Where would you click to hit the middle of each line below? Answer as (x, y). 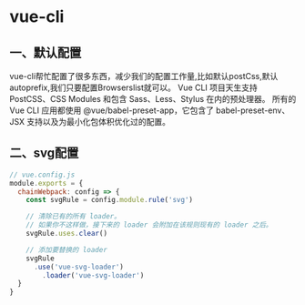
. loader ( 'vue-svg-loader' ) (93, 275)
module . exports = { (46, 183)
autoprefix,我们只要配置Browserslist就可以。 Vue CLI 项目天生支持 (133, 87)
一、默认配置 (46, 52)
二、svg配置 (44, 153)
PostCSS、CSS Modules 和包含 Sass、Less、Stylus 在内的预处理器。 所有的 (153, 99)
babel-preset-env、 (253, 110)
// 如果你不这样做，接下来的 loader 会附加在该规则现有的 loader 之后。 (149, 225)
